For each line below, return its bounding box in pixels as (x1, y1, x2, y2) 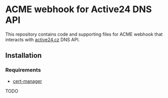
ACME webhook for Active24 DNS (5, 4, 152, 15)
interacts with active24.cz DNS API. (5, 37, 80, 43)
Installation (5, 51, 42, 60)
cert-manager (12, 78, 42, 84)
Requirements (5, 67, 41, 74)
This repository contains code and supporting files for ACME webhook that (5, 31, 163, 37)
